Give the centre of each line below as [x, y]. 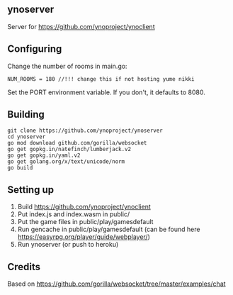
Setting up [31, 190]
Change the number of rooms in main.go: [67, 66]
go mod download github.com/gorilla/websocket [77, 143]
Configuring [35, 49]
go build [20, 168]
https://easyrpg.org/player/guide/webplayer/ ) [84, 237]
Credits [24, 267]
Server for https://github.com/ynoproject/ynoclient [81, 26]
